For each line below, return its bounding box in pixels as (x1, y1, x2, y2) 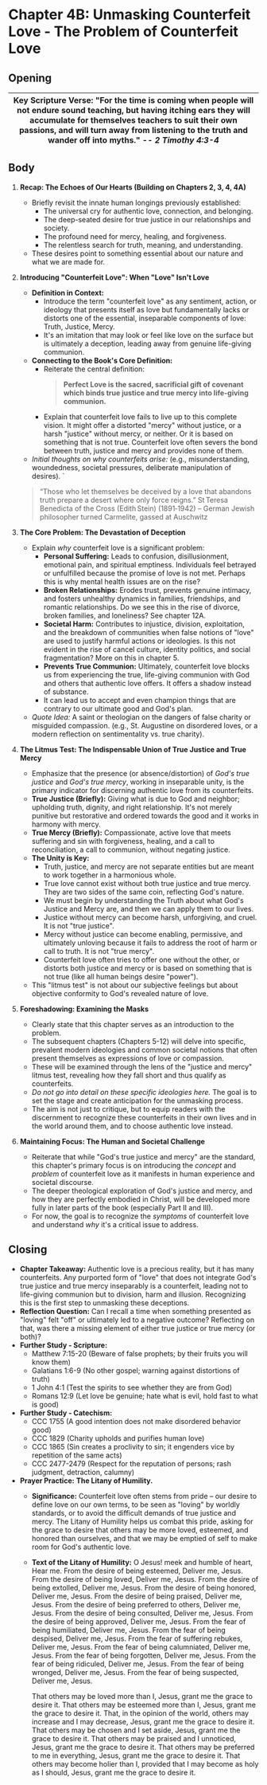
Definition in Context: (31, 288, 105, 297)
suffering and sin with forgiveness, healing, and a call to (31, 836, 215, 845)
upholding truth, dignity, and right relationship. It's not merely (31, 802, 233, 812)
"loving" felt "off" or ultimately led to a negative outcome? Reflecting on (19, 1315, 255, 1324)
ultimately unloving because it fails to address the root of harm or (43, 938, 257, 947)
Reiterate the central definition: (43, 364, 145, 374)
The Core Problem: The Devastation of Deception (19, 528, 186, 537)
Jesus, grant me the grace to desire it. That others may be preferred (31, 1742, 255, 1752)
